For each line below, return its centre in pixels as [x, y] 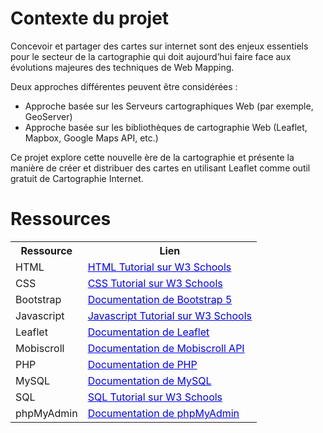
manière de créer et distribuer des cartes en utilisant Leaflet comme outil [160, 168]
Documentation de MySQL [149, 380]
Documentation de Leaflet [148, 332]
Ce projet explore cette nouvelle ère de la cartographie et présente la [152, 157]
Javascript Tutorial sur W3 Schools [169, 315]
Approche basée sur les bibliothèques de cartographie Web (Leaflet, [166, 127]
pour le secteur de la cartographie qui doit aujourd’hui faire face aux [151, 56]
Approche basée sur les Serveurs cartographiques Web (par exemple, [169, 106]
